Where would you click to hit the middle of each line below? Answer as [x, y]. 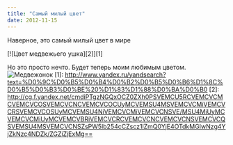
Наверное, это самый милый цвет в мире [69, 40]
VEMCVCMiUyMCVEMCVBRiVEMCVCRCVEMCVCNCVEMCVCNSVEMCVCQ [116, 119]
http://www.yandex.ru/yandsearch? [115, 75]
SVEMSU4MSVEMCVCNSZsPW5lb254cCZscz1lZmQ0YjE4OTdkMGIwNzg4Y [116, 126]
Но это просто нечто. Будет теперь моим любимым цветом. [97, 67]
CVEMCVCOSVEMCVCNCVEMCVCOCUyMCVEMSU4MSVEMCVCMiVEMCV [116, 104]
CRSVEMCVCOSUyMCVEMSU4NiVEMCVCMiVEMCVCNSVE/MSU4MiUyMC [116, 112]
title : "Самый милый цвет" [46, 14]
